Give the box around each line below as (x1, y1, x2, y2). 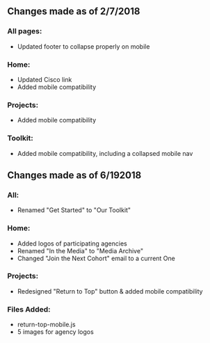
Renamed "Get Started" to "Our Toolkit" (17, 206, 131, 214)
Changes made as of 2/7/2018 (7, 6, 140, 17)
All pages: (7, 26, 42, 36)
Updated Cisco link (17, 75, 72, 83)
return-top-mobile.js (17, 320, 76, 329)
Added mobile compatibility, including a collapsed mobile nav (17, 149, 193, 157)
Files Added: (7, 304, 51, 314)
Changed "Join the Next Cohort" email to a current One (17, 254, 175, 262)
